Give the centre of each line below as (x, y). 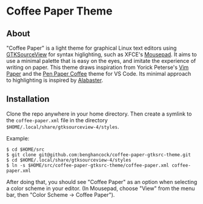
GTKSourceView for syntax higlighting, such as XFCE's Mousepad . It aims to (101, 54)
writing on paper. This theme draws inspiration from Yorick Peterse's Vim (98, 67)
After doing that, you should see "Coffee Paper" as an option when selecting (102, 182)
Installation (28, 99)
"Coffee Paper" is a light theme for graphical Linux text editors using (92, 48)
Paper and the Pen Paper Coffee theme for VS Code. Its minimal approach (99, 74)
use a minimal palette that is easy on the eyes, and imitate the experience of (101, 61)
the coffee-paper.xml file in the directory (57, 120)
